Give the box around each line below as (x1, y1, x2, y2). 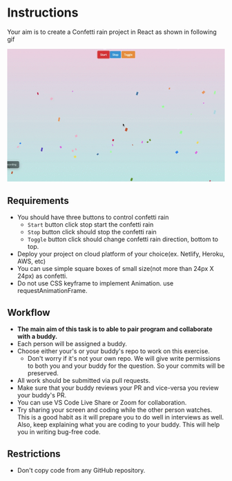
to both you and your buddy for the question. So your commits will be (27, 361, 225, 370)
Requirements (7, 195, 69, 207)
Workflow (7, 306, 50, 319)
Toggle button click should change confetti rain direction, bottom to (27, 235, 219, 243)
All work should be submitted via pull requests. (17, 377, 151, 385)
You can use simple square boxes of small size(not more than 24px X (17, 265, 214, 273)
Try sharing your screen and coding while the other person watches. (17, 406, 213, 414)
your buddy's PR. (17, 391, 67, 399)
